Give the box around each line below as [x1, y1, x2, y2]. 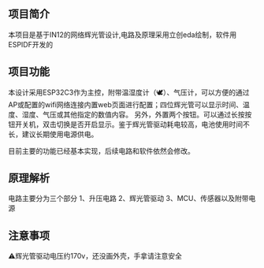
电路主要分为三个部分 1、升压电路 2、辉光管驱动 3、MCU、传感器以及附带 [8, 194, 249, 203]
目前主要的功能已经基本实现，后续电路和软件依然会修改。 [8, 146, 195, 155]
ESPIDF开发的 [8, 39, 54, 49]
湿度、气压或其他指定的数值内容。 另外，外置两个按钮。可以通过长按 [21, 110, 245, 119]
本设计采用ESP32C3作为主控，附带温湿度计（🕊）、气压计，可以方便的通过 [8, 87, 250, 97]
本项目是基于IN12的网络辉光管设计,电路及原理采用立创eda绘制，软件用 [8, 30, 237, 39]
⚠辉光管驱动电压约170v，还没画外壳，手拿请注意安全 [8, 251, 183, 261]
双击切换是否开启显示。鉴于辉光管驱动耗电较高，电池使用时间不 [42, 119, 250, 128]
